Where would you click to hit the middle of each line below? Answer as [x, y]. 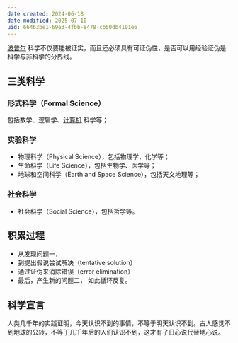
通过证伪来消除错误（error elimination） [76, 272]
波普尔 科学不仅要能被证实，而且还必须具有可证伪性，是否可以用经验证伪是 [117, 48]
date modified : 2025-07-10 [47, 21]
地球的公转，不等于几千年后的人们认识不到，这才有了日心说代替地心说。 [119, 332]
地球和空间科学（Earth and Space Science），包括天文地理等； [109, 175]
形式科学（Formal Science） [56, 103]
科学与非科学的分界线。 [41, 57]
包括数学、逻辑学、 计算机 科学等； [58, 120]
